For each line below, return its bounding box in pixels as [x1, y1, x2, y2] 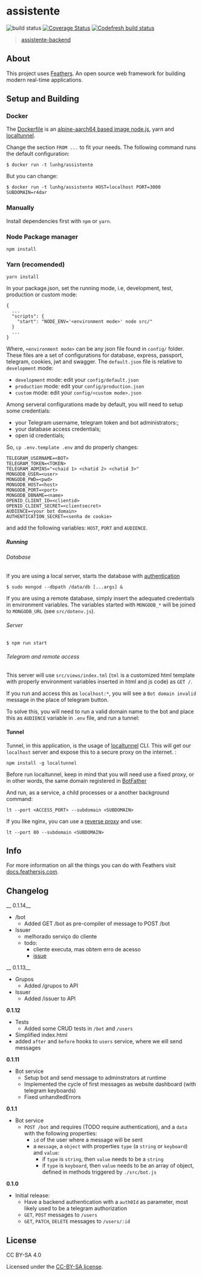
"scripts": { [11, 313, 45, 319]
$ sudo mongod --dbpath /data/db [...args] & [6, 583, 123, 590]
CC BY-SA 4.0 [6, 1251, 42, 1258]
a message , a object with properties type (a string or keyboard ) [33, 1143, 188, 1150]
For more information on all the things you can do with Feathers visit [6, 862, 176, 869]
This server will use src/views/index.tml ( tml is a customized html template [6, 671, 195, 679]
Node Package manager [6, 232, 79, 241]
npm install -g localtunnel [6, 760, 77, 766]
